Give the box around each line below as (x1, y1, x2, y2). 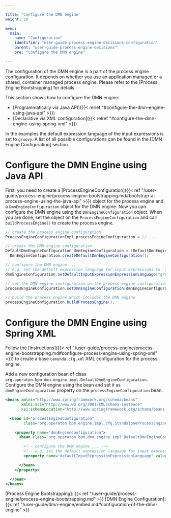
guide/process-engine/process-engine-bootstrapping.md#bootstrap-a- (5, 192, 156, 198)
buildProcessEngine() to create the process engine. (5, 219, 114, 226)
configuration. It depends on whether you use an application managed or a (5, 74, 162, 80)
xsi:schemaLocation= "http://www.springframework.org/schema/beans (21, 407, 165, 412)
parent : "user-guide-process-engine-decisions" (14, 45, 117, 50)
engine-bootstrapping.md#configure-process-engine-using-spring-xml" (5, 350, 158, 356)
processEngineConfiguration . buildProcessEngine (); (5, 300, 115, 305)
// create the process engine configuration (5, 230, 101, 235)
